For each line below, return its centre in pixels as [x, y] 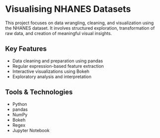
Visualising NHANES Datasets [68, 9]
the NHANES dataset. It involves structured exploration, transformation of [80, 28]
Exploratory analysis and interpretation [52, 76]
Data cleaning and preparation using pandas [57, 61]
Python [20, 104]
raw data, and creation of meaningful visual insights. [59, 33]
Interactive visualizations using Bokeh [51, 71]
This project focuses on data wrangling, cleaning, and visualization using [80, 23]
